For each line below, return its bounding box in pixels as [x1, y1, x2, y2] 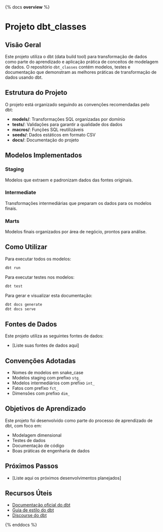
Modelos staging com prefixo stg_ [12, 375, 81, 381]
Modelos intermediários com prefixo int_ [12, 380, 95, 386]
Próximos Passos [5, 462, 58, 470]
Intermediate [5, 189, 36, 196]
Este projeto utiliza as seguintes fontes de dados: [5, 333, 104, 339]
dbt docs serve [5, 307, 36, 311]
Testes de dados [12, 437, 46, 443]
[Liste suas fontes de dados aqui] [12, 342, 79, 349]
